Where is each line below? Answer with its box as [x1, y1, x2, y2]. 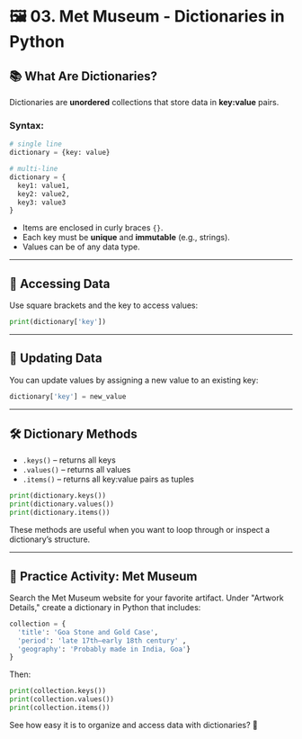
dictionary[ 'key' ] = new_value [9, 392, 127, 401]
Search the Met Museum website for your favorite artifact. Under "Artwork [9, 592, 285, 603]
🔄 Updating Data [9, 351, 102, 366]
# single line [9, 140, 63, 149]
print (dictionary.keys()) [9, 491, 106, 500]
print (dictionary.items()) [9, 509, 111, 518]
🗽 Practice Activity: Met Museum [9, 568, 198, 584]
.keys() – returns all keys [22, 455, 117, 465]
